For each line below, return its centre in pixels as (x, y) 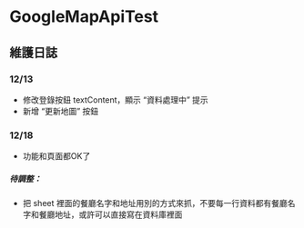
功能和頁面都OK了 (56, 156)
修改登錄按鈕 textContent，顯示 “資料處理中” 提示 (116, 99)
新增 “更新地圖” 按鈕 (61, 111)
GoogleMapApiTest (84, 17)
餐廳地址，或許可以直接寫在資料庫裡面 (111, 214)
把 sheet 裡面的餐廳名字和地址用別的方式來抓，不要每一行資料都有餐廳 (155, 203)
